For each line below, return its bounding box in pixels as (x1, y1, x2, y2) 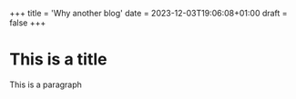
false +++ (9, 17, 46, 28)
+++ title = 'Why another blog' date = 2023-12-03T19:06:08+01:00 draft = (9, 8, 289, 18)
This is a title (9, 49, 107, 70)
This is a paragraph (9, 79, 82, 90)
